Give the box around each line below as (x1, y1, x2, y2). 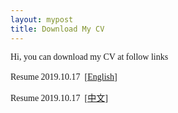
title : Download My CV (10, 24, 105, 34)
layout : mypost (10, 14, 74, 25)
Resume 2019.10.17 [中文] (10, 92, 108, 103)
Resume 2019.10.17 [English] (10, 71, 118, 82)
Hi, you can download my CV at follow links (10, 51, 169, 62)
